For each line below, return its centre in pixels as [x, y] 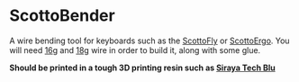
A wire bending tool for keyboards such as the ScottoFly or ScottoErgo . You [149, 41]
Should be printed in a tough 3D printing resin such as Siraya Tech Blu [143, 68]
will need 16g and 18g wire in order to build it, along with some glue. [135, 50]
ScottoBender [62, 16]
